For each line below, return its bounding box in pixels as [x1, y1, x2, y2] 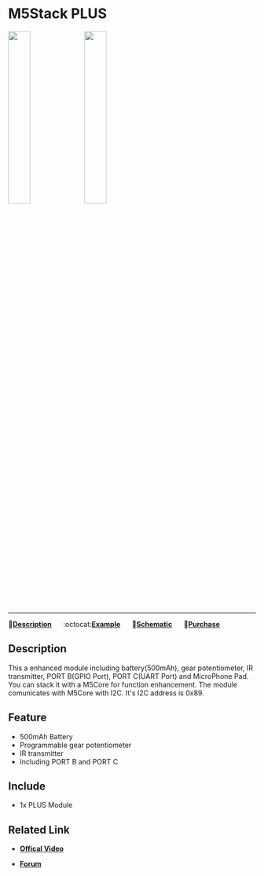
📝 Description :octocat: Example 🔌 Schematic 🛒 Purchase [8, 619, 220, 629]
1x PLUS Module [19, 801, 73, 810]
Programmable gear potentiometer [19, 740, 132, 750]
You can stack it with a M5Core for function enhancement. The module [8, 680, 238, 689]
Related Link [8, 823, 70, 837]
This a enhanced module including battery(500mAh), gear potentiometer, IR [8, 663, 254, 673]
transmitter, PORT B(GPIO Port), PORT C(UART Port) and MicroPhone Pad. [8, 671, 249, 680]
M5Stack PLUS [8, 5, 108, 23]
